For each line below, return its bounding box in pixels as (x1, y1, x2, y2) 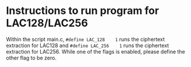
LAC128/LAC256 (6, 16, 89, 30)
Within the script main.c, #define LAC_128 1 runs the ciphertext (6, 36, 165, 43)
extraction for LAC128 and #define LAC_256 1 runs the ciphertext (6, 42, 169, 49)
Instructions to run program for (6, 4, 159, 17)
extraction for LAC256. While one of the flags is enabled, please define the (6, 48, 185, 55)
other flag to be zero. (6, 54, 57, 61)
